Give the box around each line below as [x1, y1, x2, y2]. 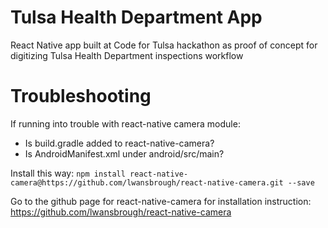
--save [287, 177, 315, 188]
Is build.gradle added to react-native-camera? [24, 137, 215, 149]
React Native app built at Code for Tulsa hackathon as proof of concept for [10, 39, 318, 51]
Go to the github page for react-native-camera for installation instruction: [10, 195, 312, 207]
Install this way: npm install [10, 167, 126, 179]
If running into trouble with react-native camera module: [10, 117, 241, 130]
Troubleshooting [10, 85, 152, 108]
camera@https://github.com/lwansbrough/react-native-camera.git [10, 177, 284, 188]
